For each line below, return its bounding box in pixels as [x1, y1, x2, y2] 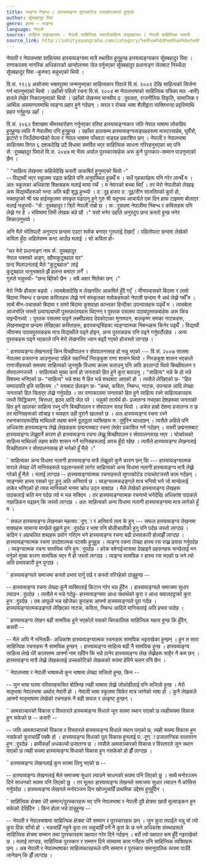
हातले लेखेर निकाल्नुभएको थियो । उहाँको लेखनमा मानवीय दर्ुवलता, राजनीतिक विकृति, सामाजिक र [6, 95, 199, 101]
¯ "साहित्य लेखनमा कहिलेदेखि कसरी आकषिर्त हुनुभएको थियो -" [6, 167, 129, 174]
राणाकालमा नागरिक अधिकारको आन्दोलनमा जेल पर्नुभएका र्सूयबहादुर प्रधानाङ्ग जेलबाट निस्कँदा [6, 61, 186, 68]
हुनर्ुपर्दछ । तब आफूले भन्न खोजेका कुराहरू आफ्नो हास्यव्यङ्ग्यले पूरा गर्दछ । [6, 597, 157, 605]
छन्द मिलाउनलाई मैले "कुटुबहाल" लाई [6, 261, 78, 268]
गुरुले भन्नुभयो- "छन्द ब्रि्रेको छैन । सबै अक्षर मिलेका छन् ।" [6, 275, 121, 282]
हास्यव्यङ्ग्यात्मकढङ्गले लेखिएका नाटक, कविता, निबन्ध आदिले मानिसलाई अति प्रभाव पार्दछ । [6, 605, 184, 611]
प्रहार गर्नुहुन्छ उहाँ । [6, 108, 44, 115]
